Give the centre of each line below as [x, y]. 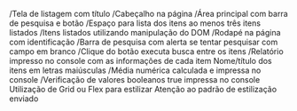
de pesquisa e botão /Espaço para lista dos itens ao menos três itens [135, 23]
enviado [24, 99]
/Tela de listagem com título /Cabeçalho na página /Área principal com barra [148, 14]
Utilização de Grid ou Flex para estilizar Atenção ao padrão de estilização [143, 89]
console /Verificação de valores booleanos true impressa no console [135, 79]
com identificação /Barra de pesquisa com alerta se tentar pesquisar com [144, 42]
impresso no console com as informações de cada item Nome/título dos [141, 61]
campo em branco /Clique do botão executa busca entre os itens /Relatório [146, 52]
